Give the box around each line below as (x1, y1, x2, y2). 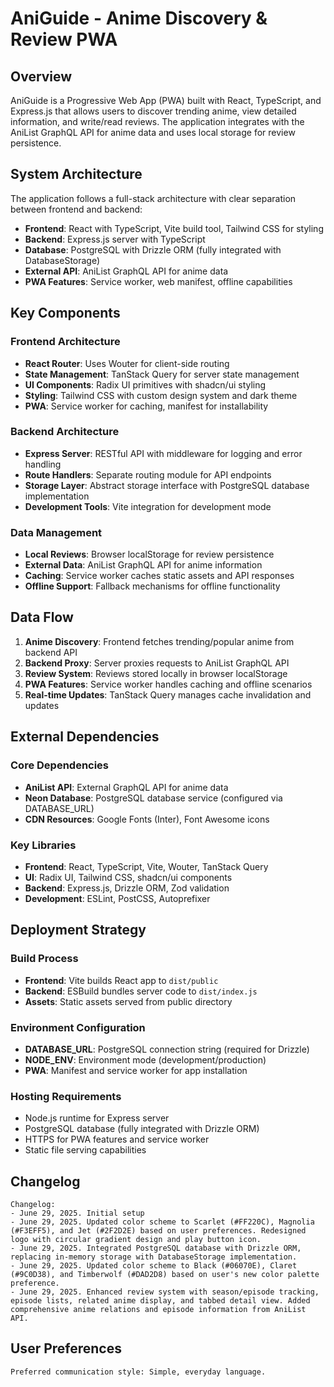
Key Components (10, 305, 121, 322)
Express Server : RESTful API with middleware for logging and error (24, 447, 303, 459)
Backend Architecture (10, 425, 120, 439)
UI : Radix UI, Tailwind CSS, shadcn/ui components (24, 871, 233, 883)
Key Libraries (10, 838, 77, 852)
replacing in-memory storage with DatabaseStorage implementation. (10, 1252, 298, 1262)
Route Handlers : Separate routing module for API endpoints (24, 468, 272, 481)
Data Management (10, 525, 103, 539)
